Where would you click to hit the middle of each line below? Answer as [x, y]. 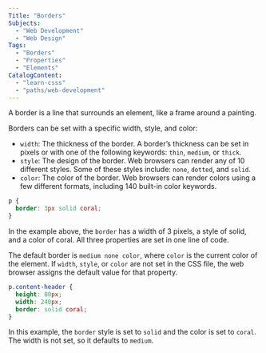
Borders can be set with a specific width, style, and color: [103, 128]
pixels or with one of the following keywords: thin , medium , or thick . [131, 152]
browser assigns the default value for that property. [93, 272]
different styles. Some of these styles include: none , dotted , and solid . [135, 170]
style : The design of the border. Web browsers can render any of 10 [132, 161]
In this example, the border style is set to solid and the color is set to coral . [133, 332]
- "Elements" [37, 68]
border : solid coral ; [52, 309]
